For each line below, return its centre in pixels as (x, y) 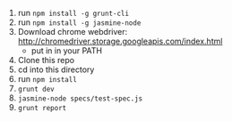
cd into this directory (56, 69)
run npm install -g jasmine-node (79, 22)
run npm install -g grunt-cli (73, 13)
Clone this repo (46, 60)
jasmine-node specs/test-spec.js (80, 99)
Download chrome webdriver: (73, 32)
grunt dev (36, 89)
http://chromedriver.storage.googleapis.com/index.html (120, 41)
